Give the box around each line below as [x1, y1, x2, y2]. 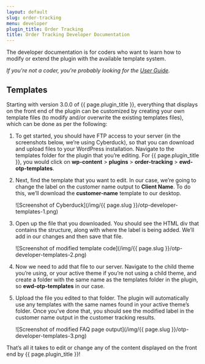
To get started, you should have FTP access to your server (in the [15, 132, 181, 139]
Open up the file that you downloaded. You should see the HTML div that [15, 220, 199, 227]
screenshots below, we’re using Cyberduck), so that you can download [15, 138, 195, 146]
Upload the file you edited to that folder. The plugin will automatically [15, 294, 189, 302]
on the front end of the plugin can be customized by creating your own [6, 107, 185, 114]
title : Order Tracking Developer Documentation [6, 32, 130, 38]
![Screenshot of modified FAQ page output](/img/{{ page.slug [15, 325, 170, 333]
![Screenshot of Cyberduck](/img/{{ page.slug [15, 201, 132, 209]
